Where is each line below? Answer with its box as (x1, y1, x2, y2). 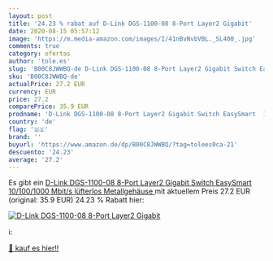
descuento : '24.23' (8, 148, 75, 156)
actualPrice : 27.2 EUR (8, 80, 85, 88)
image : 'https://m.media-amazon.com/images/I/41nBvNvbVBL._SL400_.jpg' (8, 34, 256, 43)
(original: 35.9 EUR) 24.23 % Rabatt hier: (8, 195, 145, 205)
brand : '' (8, 133, 42, 141)
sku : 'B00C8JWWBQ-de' (8, 72, 82, 80)
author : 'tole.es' (8, 58, 71, 66)
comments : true (8, 42, 60, 50)
